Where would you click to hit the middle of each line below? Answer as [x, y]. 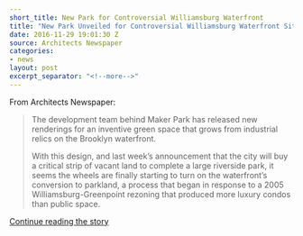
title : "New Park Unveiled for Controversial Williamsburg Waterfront [145, 26]
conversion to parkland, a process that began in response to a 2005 [157, 185]
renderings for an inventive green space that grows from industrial [154, 129]
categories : [32, 51]
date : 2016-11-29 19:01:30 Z [64, 34]
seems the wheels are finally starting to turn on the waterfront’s [149, 175]
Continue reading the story [60, 221]
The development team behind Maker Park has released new [145, 119]
